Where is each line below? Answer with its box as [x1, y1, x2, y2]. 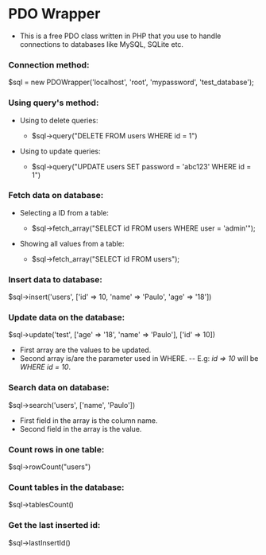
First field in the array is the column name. [19, 415, 158, 425]
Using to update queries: [19, 146, 101, 156]
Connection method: [8, 59, 90, 70]
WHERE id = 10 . [19, 363, 71, 372]
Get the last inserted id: [8, 520, 101, 531]
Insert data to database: [8, 274, 103, 285]
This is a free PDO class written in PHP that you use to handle [19, 31, 222, 41]
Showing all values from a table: [19, 239, 125, 248]
